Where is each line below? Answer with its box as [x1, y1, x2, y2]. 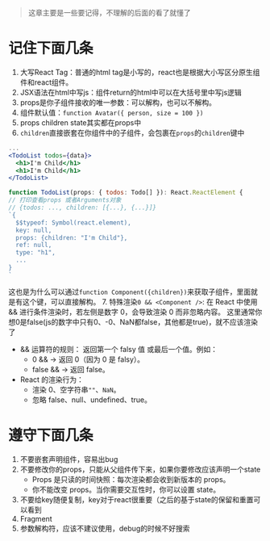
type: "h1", [15, 249, 56, 257]
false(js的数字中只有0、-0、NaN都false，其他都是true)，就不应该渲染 [27, 317, 258, 326]
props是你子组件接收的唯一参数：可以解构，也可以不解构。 [19, 97, 216, 107]
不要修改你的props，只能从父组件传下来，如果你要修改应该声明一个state [19, 464, 261, 474]
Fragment [19, 514, 52, 523]
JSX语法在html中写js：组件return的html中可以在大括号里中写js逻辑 [19, 87, 242, 97]
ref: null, [15, 241, 52, 250]
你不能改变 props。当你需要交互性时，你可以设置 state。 [31, 484, 220, 494]
